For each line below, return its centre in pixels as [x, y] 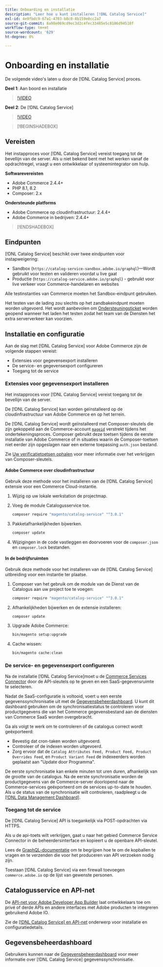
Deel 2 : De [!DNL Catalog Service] [39, 107]
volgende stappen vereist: [31, 351]
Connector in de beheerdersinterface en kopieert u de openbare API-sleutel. [81, 840]
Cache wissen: [27, 644]
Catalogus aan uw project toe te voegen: [53, 589]
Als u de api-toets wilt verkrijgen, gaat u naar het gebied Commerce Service [81, 835]
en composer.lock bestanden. [41, 547]
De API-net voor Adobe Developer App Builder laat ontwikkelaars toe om [78, 902]
